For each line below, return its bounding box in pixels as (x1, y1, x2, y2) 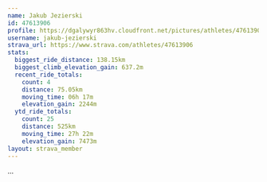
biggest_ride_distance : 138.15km (14, 56, 126, 64)
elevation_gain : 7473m (22, 137, 97, 145)
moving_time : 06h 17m (22, 93, 93, 101)
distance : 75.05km (22, 85, 83, 94)
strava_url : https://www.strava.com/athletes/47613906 (7, 41, 194, 49)
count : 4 (22, 78, 51, 86)
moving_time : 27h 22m (22, 130, 93, 137)
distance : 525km (22, 122, 77, 130)
